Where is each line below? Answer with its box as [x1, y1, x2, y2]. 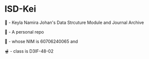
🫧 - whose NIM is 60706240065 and [4, 38, 78, 44]
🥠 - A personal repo [4, 29, 44, 35]
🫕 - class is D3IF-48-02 [4, 48, 54, 54]
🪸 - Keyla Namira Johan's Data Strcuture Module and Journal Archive [4, 20, 144, 25]
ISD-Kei [4, 3, 36, 15]
